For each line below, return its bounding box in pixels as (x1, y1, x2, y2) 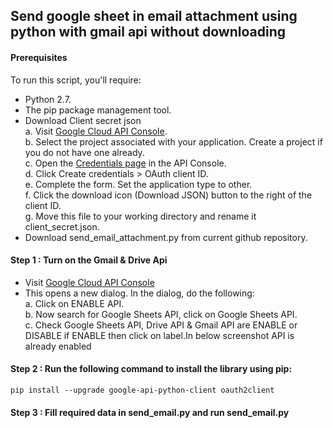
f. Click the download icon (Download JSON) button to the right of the (24, 189, 313, 201)
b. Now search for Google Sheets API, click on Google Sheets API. (24, 308, 298, 320)
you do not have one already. (24, 146, 145, 158)
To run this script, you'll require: (10, 74, 142, 86)
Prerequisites (10, 51, 68, 63)
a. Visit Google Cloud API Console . (24, 125, 168, 137)
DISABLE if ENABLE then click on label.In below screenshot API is (24, 329, 295, 341)
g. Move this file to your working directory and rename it (24, 210, 257, 222)
